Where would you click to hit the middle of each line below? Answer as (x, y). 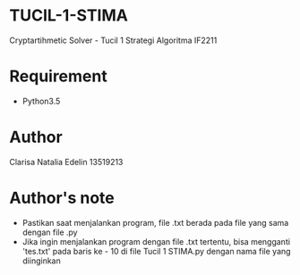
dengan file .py (50, 232)
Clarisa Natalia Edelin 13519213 (66, 162)
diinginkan (41, 261)
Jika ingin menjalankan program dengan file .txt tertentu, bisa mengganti (156, 241)
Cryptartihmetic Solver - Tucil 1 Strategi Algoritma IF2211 (113, 40)
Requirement (58, 76)
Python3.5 (41, 101)
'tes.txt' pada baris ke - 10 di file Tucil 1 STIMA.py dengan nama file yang (156, 251)
